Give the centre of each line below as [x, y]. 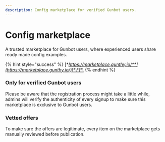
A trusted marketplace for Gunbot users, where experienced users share [81, 49]
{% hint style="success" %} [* [37, 64]
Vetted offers [22, 118]
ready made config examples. [36, 54]
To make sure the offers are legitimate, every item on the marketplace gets [83, 129]
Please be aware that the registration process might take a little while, [77, 94]
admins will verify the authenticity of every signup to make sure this [75, 99]
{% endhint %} [100, 69]
